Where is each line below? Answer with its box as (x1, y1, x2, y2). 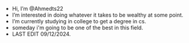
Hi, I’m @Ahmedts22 (11, 5, 63, 12)
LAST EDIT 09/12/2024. (11, 30, 71, 38)
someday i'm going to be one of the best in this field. (11, 24, 144, 31)
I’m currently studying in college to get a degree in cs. (11, 18, 147, 24)
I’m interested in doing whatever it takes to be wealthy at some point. (11, 11, 184, 19)
